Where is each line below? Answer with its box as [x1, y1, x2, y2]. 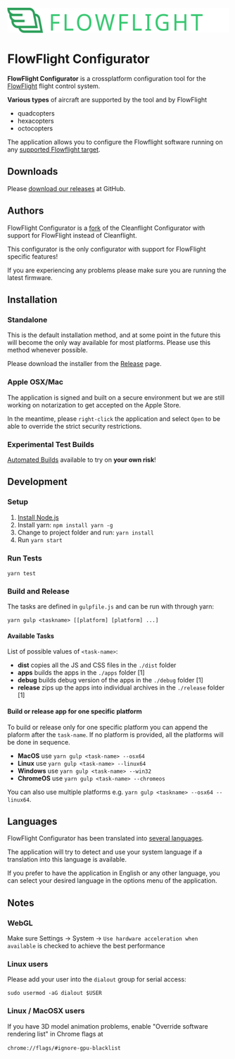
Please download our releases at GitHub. [7, 184, 126, 192]
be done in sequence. [7, 737, 70, 746]
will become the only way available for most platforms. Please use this [7, 338, 211, 347]
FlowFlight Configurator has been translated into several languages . [7, 834, 204, 843]
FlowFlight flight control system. [7, 82, 101, 90]
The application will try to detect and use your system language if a [7, 847, 203, 857]
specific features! [7, 252, 58, 261]
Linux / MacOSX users [7, 1006, 85, 1016]
